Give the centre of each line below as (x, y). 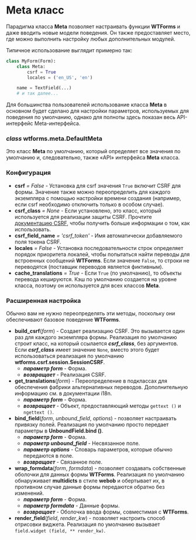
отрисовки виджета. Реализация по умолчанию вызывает (87, 524)
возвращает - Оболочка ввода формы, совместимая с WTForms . (106, 512)
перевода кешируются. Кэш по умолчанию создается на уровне (96, 279)
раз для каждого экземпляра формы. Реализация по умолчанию (96, 338)
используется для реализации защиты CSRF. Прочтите (83, 217)
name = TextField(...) (44, 88)
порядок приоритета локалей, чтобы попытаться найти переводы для (102, 254)
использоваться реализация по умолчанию (69, 356)
